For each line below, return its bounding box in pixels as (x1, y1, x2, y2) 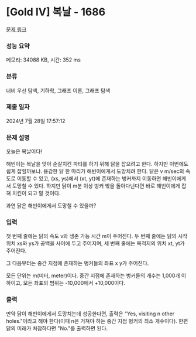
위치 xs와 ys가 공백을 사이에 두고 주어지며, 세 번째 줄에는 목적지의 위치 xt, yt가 (6, 240, 185, 247)
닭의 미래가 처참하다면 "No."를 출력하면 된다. (6, 325, 108, 332)
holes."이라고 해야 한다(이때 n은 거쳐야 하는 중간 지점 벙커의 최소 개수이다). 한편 (6, 317, 188, 324)
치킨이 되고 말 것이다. (12, 190, 61, 197)
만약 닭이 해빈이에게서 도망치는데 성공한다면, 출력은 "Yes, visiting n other (6, 310, 175, 317)
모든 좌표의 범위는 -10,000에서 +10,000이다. (23, 280, 126, 287)
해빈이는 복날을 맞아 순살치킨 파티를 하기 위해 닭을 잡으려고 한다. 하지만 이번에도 (6, 161, 189, 168)
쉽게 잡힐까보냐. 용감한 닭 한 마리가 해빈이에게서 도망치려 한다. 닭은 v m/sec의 (6, 168, 184, 175)
